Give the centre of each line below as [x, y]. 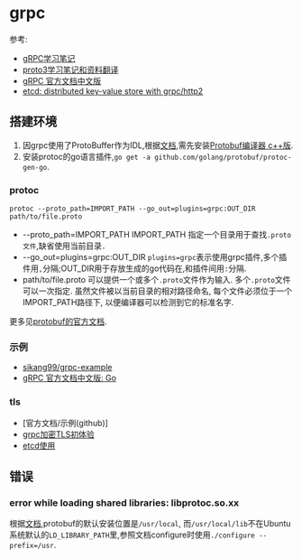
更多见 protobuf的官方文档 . [58, 321]
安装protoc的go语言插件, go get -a [87, 156]
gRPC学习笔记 [49, 58]
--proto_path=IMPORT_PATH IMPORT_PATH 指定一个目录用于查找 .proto [156, 235]
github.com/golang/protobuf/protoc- [223, 157]
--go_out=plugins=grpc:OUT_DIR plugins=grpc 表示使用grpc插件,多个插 [155, 257]
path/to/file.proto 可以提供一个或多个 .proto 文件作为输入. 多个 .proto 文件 [156, 280]
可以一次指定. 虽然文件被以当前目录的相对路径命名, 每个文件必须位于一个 [157, 291]
